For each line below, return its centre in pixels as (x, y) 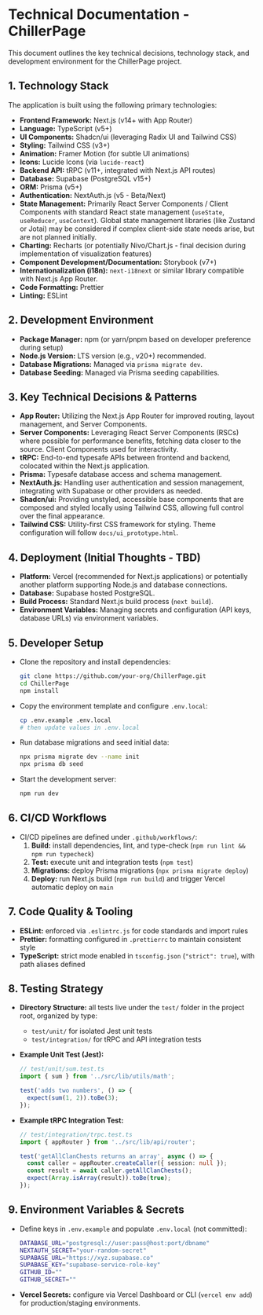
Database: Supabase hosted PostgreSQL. (87, 593)
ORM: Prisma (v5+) (51, 187)
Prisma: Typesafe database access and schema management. (121, 474)
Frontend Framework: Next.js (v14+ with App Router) (106, 120)
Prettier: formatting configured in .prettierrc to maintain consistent (130, 939)
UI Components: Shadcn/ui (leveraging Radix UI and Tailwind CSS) (128, 137)
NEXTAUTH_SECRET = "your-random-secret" (83, 1251)
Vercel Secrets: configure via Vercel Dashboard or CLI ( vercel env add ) (136, 1295)
